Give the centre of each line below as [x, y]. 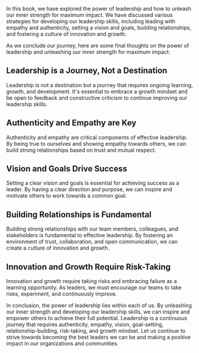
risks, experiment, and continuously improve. [62, 294]
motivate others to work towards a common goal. [67, 196]
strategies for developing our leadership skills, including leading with [91, 21]
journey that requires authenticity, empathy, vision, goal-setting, [85, 324]
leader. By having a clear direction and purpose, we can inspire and [89, 189]
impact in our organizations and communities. [62, 343]
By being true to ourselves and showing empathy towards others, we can [96, 143]
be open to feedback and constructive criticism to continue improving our [97, 97]
